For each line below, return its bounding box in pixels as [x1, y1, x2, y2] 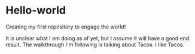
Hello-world [5, 4, 66, 17]
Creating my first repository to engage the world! [5, 23, 126, 30]
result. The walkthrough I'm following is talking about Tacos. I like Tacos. [5, 41, 185, 48]
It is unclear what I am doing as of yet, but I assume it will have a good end [5, 34, 190, 42]
